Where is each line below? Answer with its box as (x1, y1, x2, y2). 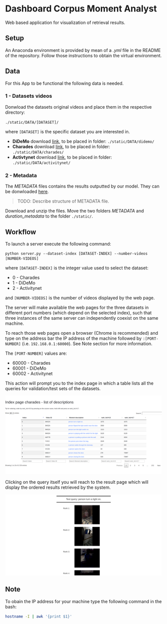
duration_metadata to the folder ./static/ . (5, 213, 93, 219)
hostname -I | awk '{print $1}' (5, 614, 72, 619)
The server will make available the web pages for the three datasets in (5, 304, 149, 310)
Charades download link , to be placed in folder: (12, 143, 110, 150)
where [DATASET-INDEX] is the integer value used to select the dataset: (5, 265, 149, 271)
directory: (5, 109, 25, 115)
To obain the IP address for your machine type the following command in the (5, 598, 162, 604)
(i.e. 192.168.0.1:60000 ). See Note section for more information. (22, 340, 153, 347)
